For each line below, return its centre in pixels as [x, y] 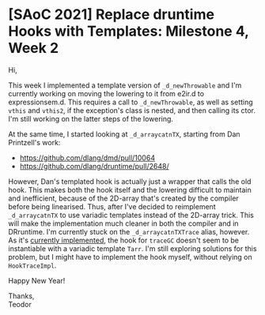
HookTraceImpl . [32, 265]
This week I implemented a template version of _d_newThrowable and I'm [125, 85]
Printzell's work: [34, 142]
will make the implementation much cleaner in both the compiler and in [123, 223]
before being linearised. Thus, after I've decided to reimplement [112, 206]
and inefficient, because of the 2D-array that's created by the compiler [123, 198]
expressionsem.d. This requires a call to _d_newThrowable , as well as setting [131, 102]
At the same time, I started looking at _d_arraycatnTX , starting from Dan [124, 134]
